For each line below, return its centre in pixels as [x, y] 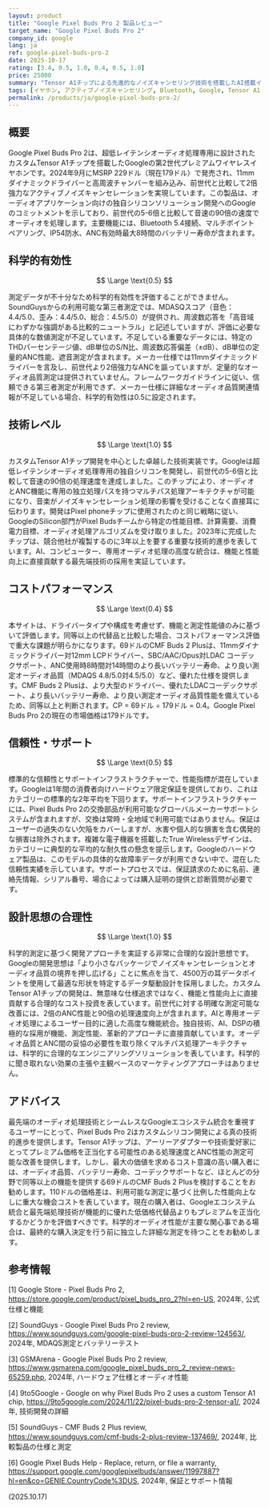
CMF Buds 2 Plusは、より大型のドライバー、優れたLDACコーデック [132, 685]
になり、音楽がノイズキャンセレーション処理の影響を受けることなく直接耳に [134, 501]
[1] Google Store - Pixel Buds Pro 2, [66, 1289]
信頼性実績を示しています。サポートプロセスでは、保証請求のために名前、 [131, 869]
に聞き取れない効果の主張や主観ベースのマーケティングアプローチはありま [130, 1064]
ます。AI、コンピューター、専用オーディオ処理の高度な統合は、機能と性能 [137, 551]
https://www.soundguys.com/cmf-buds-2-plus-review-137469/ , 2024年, [128, 1436]
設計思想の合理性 [50, 917]
